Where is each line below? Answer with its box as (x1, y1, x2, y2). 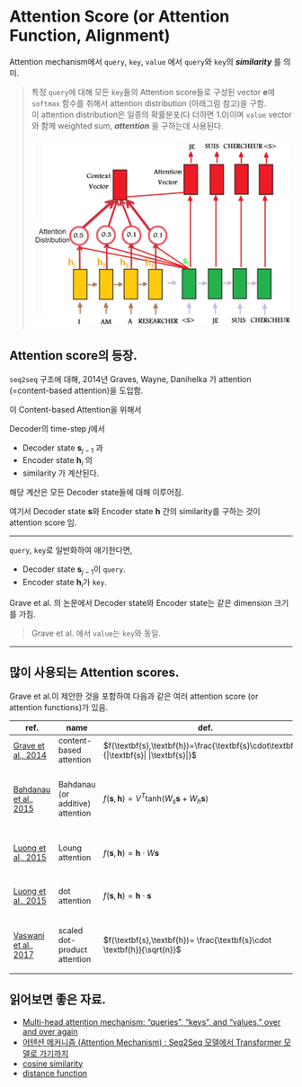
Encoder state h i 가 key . (22, 576, 108, 590)
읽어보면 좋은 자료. (9, 992, 106, 1008)
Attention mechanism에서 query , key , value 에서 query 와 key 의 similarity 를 (9, 56, 281, 67)
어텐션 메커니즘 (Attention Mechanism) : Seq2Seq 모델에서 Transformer (22, 1037, 282, 1047)
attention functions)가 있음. (9, 701, 109, 712)
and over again (22, 1026, 78, 1037)
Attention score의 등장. (9, 348, 138, 363)
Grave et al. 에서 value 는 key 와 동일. (31, 628, 162, 638)
